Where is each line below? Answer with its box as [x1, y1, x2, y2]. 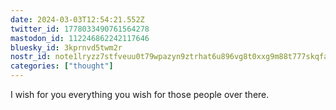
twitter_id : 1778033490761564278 [10, 24, 150, 34]
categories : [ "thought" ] [10, 61, 114, 71]
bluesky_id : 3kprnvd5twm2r [10, 42, 123, 53]
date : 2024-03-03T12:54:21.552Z [10, 14, 145, 25]
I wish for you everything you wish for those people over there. [10, 89, 270, 100]
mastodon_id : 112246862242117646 [10, 33, 150, 43]
